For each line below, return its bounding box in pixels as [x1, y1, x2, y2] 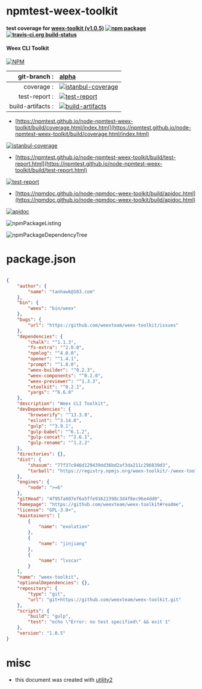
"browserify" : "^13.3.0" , [28, 411, 93, 418]
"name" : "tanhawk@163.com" [28, 288, 96, 295]
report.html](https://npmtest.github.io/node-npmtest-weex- [14, 160, 163, 167]
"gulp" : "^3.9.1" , [28, 423, 74, 429]
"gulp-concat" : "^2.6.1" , [28, 434, 93, 440]
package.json [6, 252, 76, 266]
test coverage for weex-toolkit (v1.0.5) [6, 24, 105, 31]
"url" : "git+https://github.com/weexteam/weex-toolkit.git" [28, 596, 182, 603]
